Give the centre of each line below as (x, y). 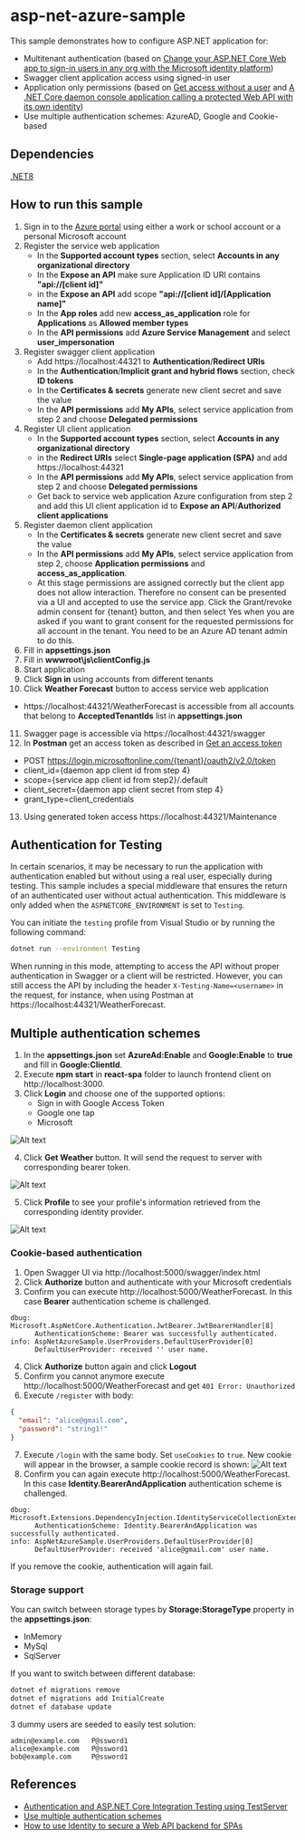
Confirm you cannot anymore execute (94, 1376)
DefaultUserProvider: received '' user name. (121, 1350)
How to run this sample (76, 205)
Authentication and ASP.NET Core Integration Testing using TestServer (155, 1806)
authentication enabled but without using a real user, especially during (141, 876)
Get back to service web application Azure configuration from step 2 (165, 496)
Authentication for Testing (86, 845)
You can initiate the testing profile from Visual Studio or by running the (143, 923)
